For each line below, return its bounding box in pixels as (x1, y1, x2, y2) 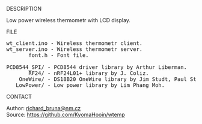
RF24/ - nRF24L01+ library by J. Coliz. (28, 70, 149, 77)
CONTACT (6, 93, 32, 100)
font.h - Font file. (28, 52, 89, 59)
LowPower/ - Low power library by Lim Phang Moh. (16, 82, 165, 89)
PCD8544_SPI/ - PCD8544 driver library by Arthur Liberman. (6, 64, 188, 71)
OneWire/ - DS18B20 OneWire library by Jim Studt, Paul (19, 76, 188, 83)
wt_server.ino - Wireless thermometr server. (6, 46, 143, 53)
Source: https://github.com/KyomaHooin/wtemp (6, 111, 125, 118)
